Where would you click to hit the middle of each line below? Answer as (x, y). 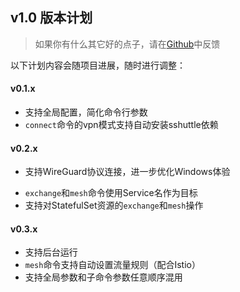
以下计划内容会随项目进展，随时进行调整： (98, 65)
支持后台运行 (51, 252)
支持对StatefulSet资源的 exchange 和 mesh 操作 (114, 205)
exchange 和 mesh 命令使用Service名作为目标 (111, 193)
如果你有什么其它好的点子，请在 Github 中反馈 (127, 44)
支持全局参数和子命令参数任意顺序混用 (103, 277)
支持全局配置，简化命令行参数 (86, 112)
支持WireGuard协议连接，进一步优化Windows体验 (127, 172)
